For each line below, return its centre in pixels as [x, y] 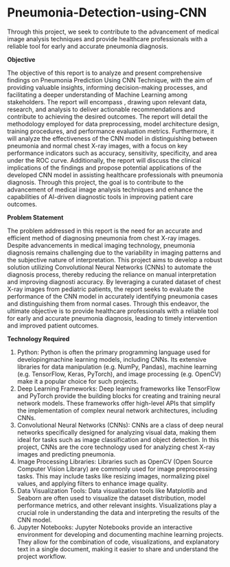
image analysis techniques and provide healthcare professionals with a [107, 38]
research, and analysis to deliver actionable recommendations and [101, 109]
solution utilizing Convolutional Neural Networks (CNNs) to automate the [110, 267]
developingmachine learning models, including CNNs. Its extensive [112, 359]
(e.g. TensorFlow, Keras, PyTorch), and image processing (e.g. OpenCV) [119, 374]
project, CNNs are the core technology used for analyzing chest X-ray [116, 447]
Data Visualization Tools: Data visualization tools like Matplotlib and [112, 490]
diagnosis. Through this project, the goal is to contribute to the [95, 182]
